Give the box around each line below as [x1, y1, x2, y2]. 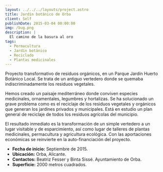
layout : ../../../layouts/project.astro [5, 7, 89, 12]
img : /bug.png [5, 25, 34, 30]
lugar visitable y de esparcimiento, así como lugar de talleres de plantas [5, 126, 150, 132]
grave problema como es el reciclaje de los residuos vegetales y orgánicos [5, 101, 156, 107]
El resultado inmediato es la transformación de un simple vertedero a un [5, 121, 150, 127]
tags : [5, 39, 16, 44]
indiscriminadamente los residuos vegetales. [5, 81, 95, 87]
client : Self [5, 16, 32, 21]
